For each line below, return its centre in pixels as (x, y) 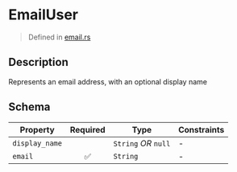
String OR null (142, 143)
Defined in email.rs (59, 37)
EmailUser (44, 15)
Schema (29, 107)
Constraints (202, 129)
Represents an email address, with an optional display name (108, 81)
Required (88, 129)
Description (38, 62)
